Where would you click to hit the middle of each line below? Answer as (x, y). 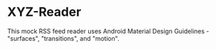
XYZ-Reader (44, 12)
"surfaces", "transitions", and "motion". (63, 38)
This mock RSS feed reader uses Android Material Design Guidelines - (108, 31)
